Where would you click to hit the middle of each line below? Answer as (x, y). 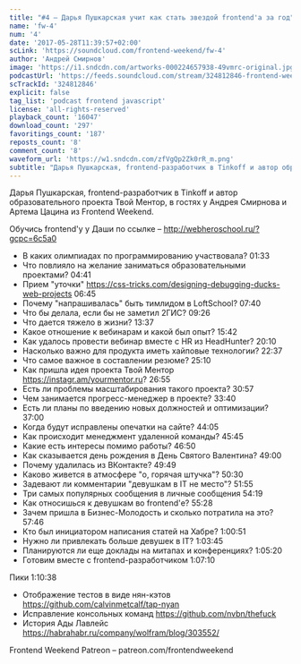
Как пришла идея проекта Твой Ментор (98, 370)
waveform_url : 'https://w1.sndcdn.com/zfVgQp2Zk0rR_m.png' (122, 159)
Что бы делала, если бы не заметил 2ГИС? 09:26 (116, 313)
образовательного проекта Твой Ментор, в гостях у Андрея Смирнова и (148, 202)
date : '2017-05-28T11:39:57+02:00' (76, 43)
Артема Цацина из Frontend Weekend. (82, 212)
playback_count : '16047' (56, 117)
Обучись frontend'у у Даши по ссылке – (86, 229)
